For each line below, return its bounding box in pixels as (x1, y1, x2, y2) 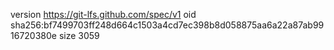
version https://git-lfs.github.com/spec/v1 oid (10, 9, 197, 20)
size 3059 (58, 30, 100, 41)
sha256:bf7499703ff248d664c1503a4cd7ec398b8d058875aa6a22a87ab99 (10, 19, 325, 31)
